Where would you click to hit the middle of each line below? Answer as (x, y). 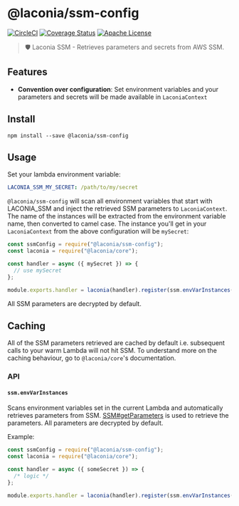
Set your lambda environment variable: (64, 174)
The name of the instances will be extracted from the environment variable (117, 216)
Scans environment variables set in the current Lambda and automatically (115, 408)
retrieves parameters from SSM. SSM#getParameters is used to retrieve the (118, 416)
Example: (21, 437)
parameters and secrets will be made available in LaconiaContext (112, 97)
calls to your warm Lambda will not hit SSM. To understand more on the (112, 351)
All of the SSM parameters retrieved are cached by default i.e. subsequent (116, 343)
